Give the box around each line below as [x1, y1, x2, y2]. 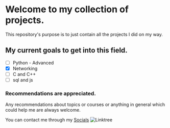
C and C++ [12, 71, 36, 77]
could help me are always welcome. [5, 107, 81, 113]
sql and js [12, 76, 33, 83]
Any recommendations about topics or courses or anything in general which [5, 101, 165, 108]
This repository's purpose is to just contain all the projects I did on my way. [5, 31, 163, 37]
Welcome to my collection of [5, 4, 129, 15]
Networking [12, 65, 38, 71]
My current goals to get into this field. [5, 46, 128, 55]
